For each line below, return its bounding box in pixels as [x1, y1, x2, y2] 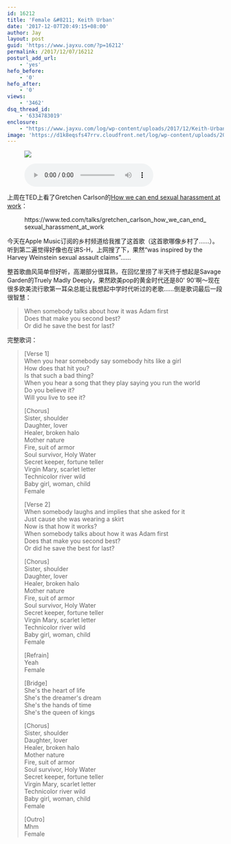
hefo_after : [7, 80, 41, 87]
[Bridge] [23, 679, 48, 687]
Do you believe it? [23, 386, 75, 395]
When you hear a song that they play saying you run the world [23, 379, 201, 387]
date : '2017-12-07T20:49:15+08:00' [7, 23, 109, 30]
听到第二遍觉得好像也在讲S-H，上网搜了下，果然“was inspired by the [7, 245, 203, 254]
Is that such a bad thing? [23, 372, 94, 380]
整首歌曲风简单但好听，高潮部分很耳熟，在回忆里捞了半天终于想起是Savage [7, 267, 221, 276]
